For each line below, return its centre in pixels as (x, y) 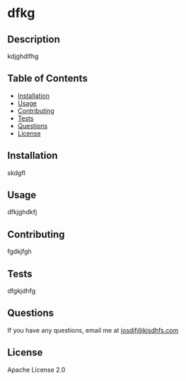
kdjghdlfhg (23, 56)
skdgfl (17, 172)
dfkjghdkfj (22, 212)
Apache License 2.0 (36, 370)
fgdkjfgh (19, 252)
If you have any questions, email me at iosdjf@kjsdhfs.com (93, 330)
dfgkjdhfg (22, 291)
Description (34, 39)
